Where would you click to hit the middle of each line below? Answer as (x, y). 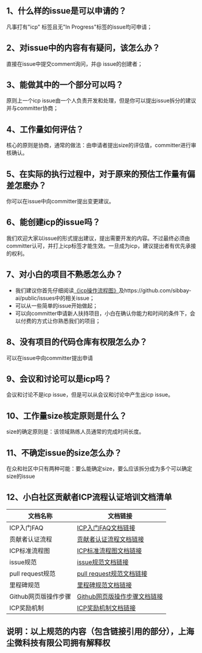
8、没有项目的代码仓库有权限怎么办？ (77, 342)
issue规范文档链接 (103, 562)
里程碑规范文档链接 (104, 585)
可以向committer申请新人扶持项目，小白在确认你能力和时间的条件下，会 (105, 313)
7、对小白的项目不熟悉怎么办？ (65, 274)
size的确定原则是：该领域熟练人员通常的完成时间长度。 (75, 431)
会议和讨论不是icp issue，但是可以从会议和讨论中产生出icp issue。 (90, 395)
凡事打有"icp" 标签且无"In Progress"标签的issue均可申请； (79, 27)
